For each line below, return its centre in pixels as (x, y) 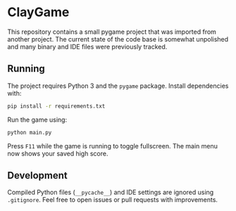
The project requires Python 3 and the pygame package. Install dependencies (118, 86)
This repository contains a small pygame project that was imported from (112, 32)
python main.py (30, 132)
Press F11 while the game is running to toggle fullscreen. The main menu (113, 146)
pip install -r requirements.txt (56, 106)
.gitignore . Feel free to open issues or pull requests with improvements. (113, 200)
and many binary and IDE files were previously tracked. (87, 46)
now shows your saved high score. (58, 153)
